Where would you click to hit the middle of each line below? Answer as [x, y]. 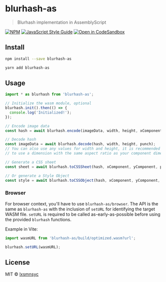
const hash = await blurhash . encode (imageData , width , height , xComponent [84, 131]
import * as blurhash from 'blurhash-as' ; [49, 94]
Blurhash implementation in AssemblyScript [62, 22]
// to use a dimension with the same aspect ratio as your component [78, 154]
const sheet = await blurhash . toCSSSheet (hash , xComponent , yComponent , [82, 167]
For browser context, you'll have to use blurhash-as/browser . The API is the [82, 203]
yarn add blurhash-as [27, 68]
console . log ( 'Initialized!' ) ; [41, 112]
